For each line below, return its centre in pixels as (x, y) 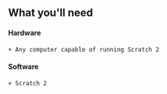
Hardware (25, 33)
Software (24, 67)
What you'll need (51, 13)
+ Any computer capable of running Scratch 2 (83, 49)
